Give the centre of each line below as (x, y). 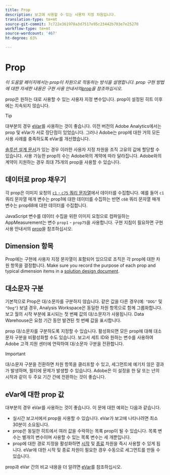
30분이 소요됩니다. (31, 424)
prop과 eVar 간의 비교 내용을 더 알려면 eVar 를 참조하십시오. (64, 467)
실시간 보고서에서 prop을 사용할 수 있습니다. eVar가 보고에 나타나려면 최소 (85, 418)
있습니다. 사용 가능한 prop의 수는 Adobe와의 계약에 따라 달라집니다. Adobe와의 (83, 156)
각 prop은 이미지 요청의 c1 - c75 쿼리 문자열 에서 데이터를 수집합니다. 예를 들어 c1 (85, 193)
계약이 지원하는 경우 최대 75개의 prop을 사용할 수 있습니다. (63, 162)
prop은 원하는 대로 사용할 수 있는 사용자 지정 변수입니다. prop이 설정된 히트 (79, 99)
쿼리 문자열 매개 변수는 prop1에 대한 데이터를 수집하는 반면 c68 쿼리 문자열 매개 (83, 199)
